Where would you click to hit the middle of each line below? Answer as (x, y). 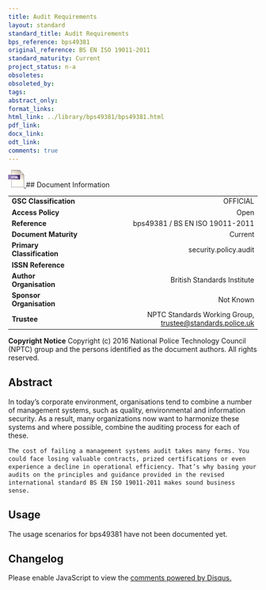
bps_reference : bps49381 (49, 42)
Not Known (236, 299)
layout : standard (37, 25)
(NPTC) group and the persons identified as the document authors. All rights (133, 349)
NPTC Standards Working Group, (201, 315)
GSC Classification (43, 201)
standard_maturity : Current (55, 59)
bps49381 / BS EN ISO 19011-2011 (194, 223)
